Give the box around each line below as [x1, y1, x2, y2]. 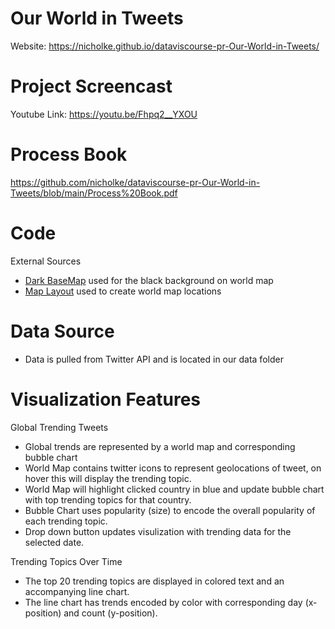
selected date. [24, 536, 85, 548]
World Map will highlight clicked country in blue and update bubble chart [24, 483, 325, 495]
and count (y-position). [63, 607, 158, 619]
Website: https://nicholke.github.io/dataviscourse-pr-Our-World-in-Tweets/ [10, 40, 320, 52]
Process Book [10, 143, 128, 166]
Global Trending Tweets [10, 421, 109, 433]
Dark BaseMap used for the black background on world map [24, 274, 274, 286]
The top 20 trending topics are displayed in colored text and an [24, 575, 285, 587]
